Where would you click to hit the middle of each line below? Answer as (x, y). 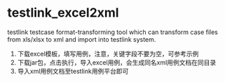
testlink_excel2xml (63, 13)
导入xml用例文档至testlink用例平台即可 (73, 71)
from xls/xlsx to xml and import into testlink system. (82, 39)
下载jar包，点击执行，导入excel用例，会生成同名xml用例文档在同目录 (117, 62)
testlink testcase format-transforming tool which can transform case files (113, 32)
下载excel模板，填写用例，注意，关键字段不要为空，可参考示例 (108, 54)
